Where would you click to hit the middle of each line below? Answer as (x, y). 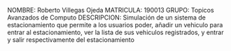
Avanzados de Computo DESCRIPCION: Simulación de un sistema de (107, 17)
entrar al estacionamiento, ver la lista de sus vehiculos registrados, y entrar (115, 32)
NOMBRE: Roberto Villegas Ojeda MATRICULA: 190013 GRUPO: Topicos (111, 10)
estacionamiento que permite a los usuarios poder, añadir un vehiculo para (115, 25)
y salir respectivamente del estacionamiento (71, 40)
